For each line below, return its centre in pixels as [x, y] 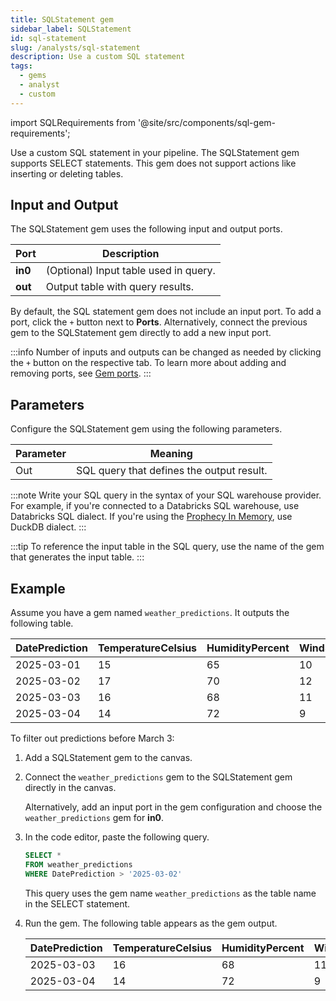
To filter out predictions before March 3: [92, 738]
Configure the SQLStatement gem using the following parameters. [146, 429]
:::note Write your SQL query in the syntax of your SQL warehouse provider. [166, 495]
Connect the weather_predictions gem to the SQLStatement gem [158, 777]
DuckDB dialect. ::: [48, 527]
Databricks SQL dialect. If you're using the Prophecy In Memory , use [151, 517]
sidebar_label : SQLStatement [71, 29]
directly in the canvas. [70, 788]
